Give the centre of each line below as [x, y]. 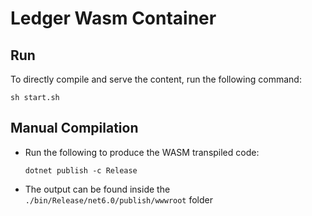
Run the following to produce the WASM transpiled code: [142, 152]
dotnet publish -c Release [81, 170]
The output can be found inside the [97, 189]
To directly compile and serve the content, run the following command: [156, 79]
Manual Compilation [74, 128]
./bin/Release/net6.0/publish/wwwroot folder [119, 199]
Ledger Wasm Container [113, 18]
